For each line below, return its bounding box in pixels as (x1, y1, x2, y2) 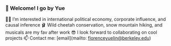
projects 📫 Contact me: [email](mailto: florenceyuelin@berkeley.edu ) (5, 35, 152, 41)
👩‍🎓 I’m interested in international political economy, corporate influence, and (5, 16, 166, 22)
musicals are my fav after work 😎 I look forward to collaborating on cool (5, 29, 157, 35)
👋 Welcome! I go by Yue (5, 5, 65, 12)
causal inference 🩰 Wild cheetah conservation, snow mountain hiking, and (5, 22, 163, 28)
